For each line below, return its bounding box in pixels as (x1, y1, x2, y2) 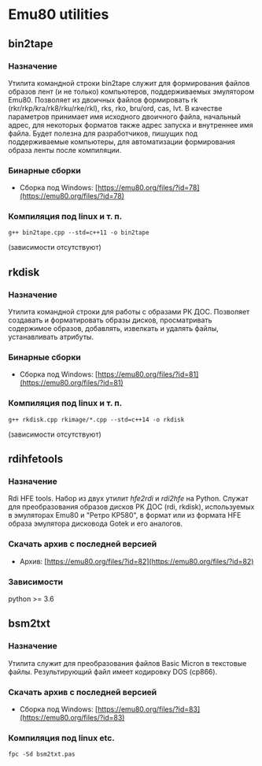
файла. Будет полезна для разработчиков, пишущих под (8, 128, 198, 138)
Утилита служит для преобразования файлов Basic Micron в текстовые (8, 658, 247, 667)
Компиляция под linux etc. (8, 732, 116, 743)
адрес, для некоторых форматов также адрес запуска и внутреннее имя (8, 120, 253, 129)
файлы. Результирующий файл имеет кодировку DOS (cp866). (8, 667, 218, 676)
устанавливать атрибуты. (8, 333, 94, 342)
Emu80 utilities (8, 6, 109, 24)
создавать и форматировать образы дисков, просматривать (8, 315, 212, 325)
